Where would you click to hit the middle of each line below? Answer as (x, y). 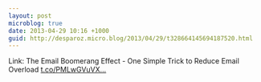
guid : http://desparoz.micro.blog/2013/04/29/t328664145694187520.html (130, 38)
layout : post (30, 16)
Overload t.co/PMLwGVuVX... (57, 70)
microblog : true (35, 23)
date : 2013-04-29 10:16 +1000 (59, 31)
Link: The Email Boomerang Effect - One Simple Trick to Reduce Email (124, 61)
